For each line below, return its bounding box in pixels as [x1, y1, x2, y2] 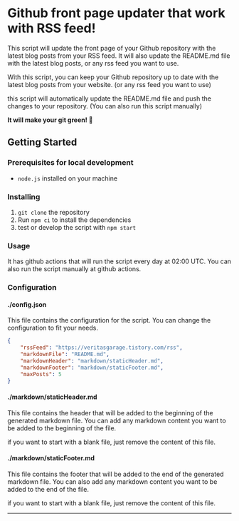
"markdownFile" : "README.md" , [20, 351, 110, 358]
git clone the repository [17, 208, 90, 216]
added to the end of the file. [7, 485, 89, 493]
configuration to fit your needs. [7, 323, 98, 333]
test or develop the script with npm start [17, 223, 137, 231]
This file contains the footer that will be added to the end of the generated [7, 470, 224, 478]
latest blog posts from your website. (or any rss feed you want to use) [7, 80, 212, 88]
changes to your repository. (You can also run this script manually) [7, 101, 203, 110]
